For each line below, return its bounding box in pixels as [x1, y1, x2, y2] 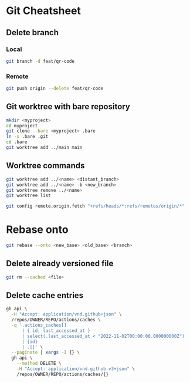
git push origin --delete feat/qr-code [6, 86, 104, 91]
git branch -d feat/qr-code [6, 58, 75, 64]
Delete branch [6, 28, 59, 38]
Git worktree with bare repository [6, 101, 130, 112]
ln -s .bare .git [6, 134, 49, 140]
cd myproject [6, 123, 38, 128]
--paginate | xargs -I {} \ [11, 350, 80, 355]
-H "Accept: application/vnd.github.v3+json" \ [16, 366, 135, 372]
